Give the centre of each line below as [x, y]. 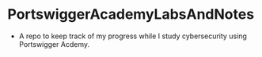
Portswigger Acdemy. [54, 44]
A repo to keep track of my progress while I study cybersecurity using [133, 36]
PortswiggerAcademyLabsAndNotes [131, 14]
